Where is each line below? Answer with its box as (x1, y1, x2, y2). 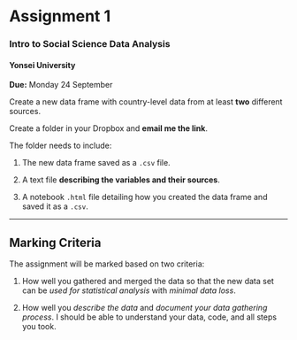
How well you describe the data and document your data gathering (21, 303, 268, 313)
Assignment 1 (9, 6, 111, 27)
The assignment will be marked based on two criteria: (9, 259, 205, 269)
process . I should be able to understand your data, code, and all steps (21, 312, 277, 322)
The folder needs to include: (9, 140, 112, 151)
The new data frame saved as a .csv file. (21, 158, 171, 168)
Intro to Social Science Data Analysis (9, 38, 171, 50)
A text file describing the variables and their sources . (21, 174, 221, 185)
